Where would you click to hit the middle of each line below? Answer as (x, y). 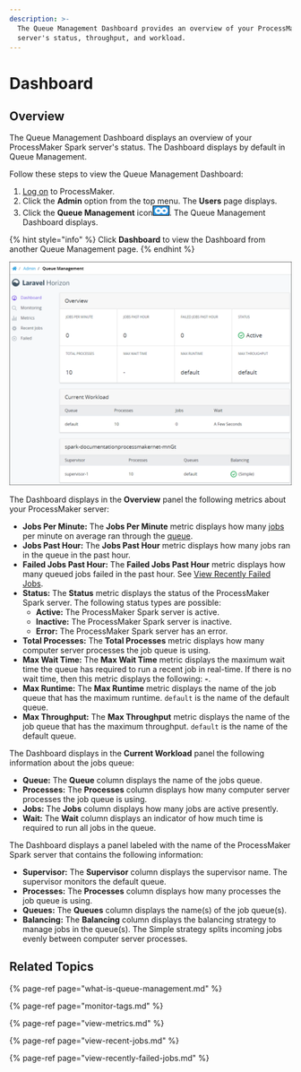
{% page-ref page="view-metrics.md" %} (87, 1023)
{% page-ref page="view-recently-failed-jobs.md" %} (109, 1058)
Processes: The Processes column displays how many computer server (156, 790)
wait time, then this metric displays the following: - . (116, 679)
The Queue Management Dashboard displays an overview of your (131, 138)
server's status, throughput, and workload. (102, 38)
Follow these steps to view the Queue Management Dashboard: (126, 174)
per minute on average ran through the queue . (107, 536)
